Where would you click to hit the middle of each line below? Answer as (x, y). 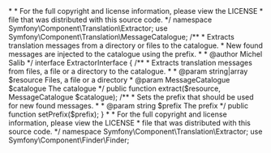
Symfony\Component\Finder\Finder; (69, 140)
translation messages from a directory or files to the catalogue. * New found (136, 45)
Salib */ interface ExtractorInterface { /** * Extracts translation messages (131, 63)
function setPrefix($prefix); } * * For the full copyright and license (118, 114)
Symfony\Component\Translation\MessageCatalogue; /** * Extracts (122, 37)
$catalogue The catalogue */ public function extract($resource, (114, 88)
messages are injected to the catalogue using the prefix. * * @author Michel (135, 54)
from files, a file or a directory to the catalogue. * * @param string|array (128, 71)
